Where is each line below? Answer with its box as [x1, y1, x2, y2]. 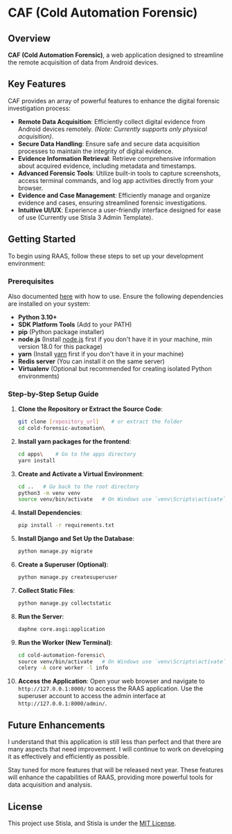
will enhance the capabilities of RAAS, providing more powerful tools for [8, 773, 213, 781]
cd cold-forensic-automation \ [17, 425, 106, 432]
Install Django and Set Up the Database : [17, 535, 134, 543]
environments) [17, 372, 60, 380]
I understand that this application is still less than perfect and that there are [8, 738, 222, 746]
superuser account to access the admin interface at [17, 692, 166, 700]
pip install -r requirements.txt [17, 522, 115, 529]
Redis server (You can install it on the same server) [17, 357, 166, 365]
